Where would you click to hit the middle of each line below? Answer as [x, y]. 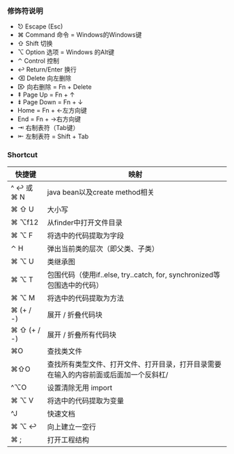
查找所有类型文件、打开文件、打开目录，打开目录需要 [134, 364]
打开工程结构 [68, 439]
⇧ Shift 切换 [35, 44]
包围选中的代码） [75, 285]
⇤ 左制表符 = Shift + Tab [53, 136]
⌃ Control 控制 [38, 61]
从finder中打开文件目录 [85, 222]
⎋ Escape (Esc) [40, 26]
